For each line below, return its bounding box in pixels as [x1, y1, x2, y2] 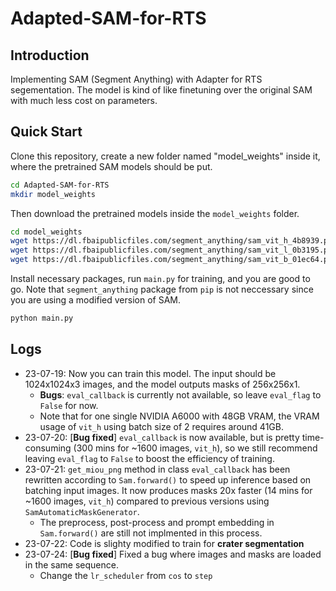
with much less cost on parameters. [10, 95, 158, 106]
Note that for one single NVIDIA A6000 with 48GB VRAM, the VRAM [39, 410, 320, 422]
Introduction [10, 47, 90, 64]
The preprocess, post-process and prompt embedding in [39, 516, 275, 528]
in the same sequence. [24, 558, 119, 571]
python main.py [10, 313, 74, 324]
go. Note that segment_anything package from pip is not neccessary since [10, 283, 314, 296]
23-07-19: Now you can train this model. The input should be [24, 367, 277, 379]
